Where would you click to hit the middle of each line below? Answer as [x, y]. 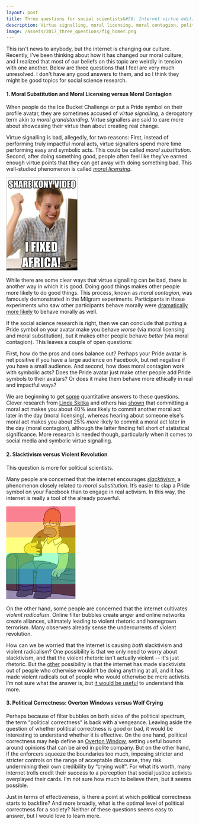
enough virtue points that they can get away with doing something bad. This [99, 163]
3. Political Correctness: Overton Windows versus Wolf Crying [85, 703]
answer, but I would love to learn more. [54, 816]
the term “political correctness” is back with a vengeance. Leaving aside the [99, 722]
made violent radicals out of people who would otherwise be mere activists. [99, 677]
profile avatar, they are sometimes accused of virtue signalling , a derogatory [99, 113]
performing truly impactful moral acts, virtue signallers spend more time [94, 144]
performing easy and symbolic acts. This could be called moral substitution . [99, 150]
